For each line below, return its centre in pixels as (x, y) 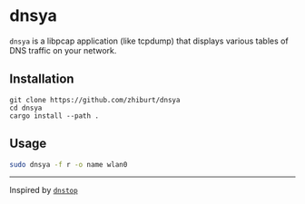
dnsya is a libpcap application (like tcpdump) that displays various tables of (149, 41)
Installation (42, 79)
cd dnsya (26, 108)
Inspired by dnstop (44, 190)
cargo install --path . (54, 116)
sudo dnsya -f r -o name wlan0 (69, 164)
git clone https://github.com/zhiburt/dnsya (95, 100)
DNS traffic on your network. (63, 50)
